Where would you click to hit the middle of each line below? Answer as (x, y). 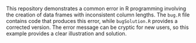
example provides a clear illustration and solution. (66, 34)
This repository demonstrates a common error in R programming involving (96, 9)
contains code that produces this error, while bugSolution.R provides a (92, 21)
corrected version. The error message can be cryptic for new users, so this (97, 27)
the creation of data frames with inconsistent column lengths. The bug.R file (98, 15)
